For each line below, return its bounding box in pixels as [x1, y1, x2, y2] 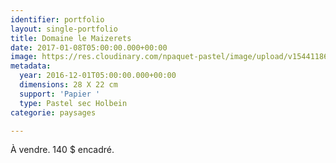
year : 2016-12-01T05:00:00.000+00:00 [19, 71, 177, 81]
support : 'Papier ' [19, 89, 101, 99]
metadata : [10, 61, 52, 71]
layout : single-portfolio [10, 24, 118, 34]
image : [10, 52, 38, 62]
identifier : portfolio [10, 14, 105, 25]
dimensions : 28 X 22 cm [19, 80, 118, 90]
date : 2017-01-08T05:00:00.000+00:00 [10, 42, 168, 53]
